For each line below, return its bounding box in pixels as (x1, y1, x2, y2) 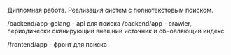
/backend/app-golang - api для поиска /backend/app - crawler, (7, 19, 192, 27)
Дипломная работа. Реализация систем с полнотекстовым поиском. (7, 6, 213, 14)
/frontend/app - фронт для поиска (7, 40, 107, 48)
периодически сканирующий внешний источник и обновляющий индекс (7, 27, 225, 35)
